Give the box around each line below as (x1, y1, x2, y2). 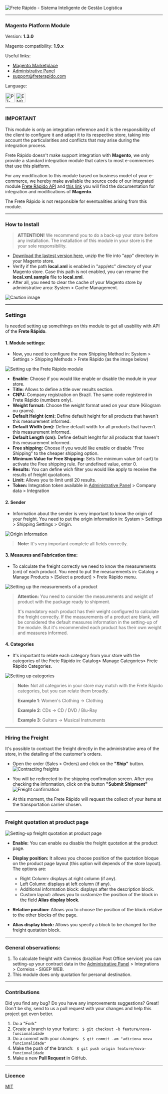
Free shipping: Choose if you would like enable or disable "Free (12, 445, 144, 451)
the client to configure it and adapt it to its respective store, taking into (5, 132, 150, 138)
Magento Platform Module (5, 22, 70, 29)
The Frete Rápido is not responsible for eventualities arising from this (5, 198, 147, 204)
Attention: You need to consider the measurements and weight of (17, 593, 153, 599)
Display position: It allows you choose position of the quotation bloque (12, 855, 159, 861)
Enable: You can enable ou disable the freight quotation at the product (12, 840, 158, 846)
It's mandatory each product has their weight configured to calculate (17, 608, 159, 615)
